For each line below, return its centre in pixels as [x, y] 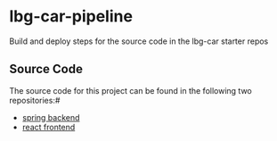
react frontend [49, 127]
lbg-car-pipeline [71, 17]
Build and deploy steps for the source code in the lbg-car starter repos [139, 41]
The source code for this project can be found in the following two [130, 90]
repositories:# [35, 100]
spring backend [51, 117]
